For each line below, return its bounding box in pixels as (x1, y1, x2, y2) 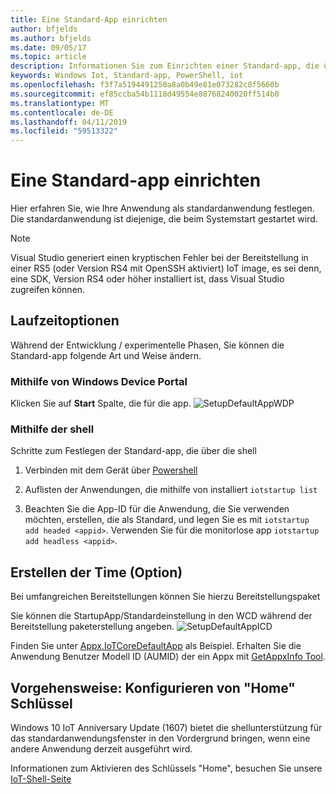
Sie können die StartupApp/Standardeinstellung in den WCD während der (10, 610, 313, 622)
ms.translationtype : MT (10, 98, 110, 108)
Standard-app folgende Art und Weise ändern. (10, 349, 202, 361)
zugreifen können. (10, 284, 86, 296)
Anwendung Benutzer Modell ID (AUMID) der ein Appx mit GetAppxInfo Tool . (10, 651, 326, 663)
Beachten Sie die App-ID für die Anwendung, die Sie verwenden (24, 503, 290, 515)
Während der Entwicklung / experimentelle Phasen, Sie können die (10, 339, 285, 351)
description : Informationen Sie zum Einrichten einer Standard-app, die (10, 61, 320, 71)
